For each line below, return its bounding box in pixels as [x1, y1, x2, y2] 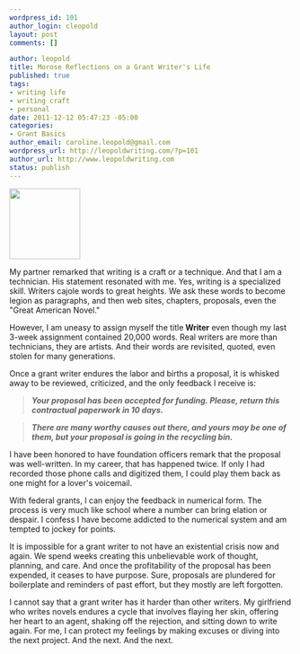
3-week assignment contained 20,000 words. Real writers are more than [9, 331, 278, 342]
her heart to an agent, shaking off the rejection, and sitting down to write [9, 615, 278, 626]
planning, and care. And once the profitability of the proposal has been [9, 560, 271, 570]
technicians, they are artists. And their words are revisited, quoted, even [9, 340, 276, 351]
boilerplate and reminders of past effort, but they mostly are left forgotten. [9, 579, 284, 589]
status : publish [9, 163, 70, 172]
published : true [9, 71, 70, 81]
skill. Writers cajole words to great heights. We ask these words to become [9, 285, 286, 296]
